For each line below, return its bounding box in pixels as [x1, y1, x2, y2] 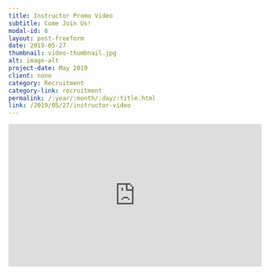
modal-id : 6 [8, 27, 48, 35]
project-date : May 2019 [8, 64, 88, 72]
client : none [8, 72, 52, 80]
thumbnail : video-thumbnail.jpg [8, 49, 117, 57]
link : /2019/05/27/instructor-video [8, 101, 131, 109]
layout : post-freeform [8, 34, 84, 43]
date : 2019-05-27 [8, 42, 67, 50]
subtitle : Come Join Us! [8, 19, 92, 27]
